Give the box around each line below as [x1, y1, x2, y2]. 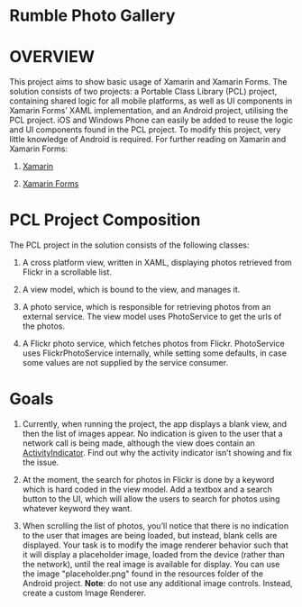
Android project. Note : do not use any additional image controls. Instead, [22, 578, 293, 588]
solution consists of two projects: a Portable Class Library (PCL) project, [9, 86, 278, 97]
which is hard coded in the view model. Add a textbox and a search [22, 484, 272, 494]
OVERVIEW [9, 47, 96, 68]
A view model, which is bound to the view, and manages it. [22, 285, 241, 295]
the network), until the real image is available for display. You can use [22, 559, 280, 569]
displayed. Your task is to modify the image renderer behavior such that [22, 539, 288, 550]
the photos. [22, 321, 66, 331]
